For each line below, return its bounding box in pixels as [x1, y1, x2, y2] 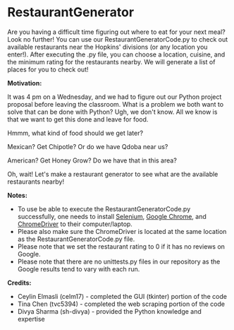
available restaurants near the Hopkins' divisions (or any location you [7, 42, 208, 51]
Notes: [7, 191, 28, 199]
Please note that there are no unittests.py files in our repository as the [17, 257, 221, 266]
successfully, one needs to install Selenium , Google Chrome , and [17, 212, 207, 220]
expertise [17, 314, 46, 323]
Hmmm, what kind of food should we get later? [7, 129, 143, 137]
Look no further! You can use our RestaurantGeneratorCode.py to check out [7, 35, 228, 43]
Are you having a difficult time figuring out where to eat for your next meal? [7, 28, 226, 36]
